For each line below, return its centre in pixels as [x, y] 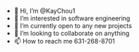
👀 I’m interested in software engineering [72, 18]
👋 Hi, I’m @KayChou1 [44, 11]
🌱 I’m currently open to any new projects [73, 26]
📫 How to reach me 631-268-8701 [64, 41]
